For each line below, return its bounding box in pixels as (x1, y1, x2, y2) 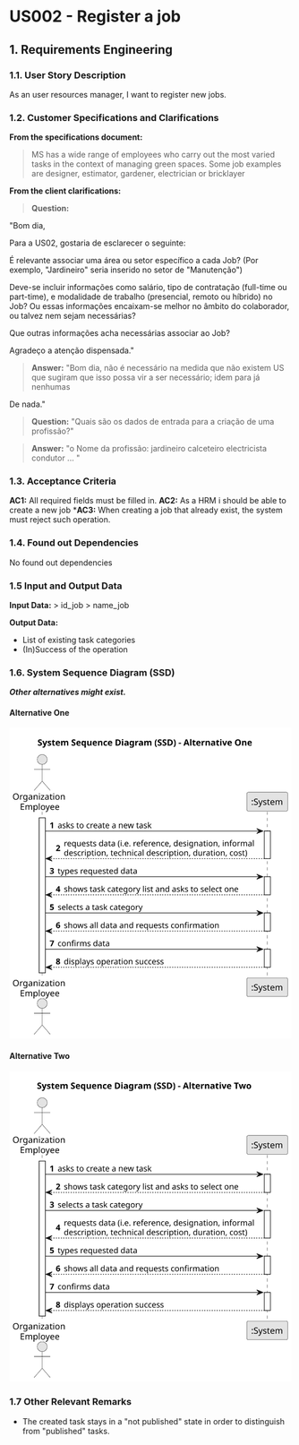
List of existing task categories (21, 634, 136, 646)
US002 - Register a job (9, 6, 182, 27)
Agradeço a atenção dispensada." (9, 345, 134, 356)
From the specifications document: (9, 132, 143, 142)
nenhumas (30, 382, 71, 392)
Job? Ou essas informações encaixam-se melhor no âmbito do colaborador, (9, 301, 290, 312)
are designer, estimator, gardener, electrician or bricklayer (30, 168, 245, 179)
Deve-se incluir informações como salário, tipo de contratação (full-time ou (9, 282, 288, 293)
